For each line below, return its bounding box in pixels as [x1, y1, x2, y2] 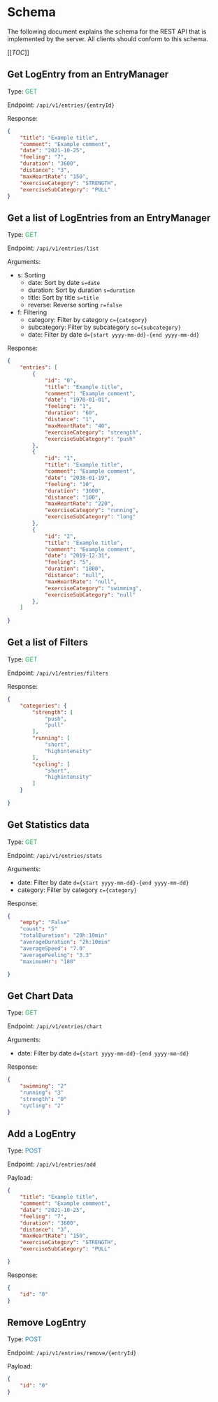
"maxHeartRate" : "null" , [44, 578, 117, 585]
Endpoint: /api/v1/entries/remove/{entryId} [7, 1349, 137, 1357]
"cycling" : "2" [20, 1102, 64, 1109]
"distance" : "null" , [44, 572, 105, 579]
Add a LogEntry [7, 1127, 76, 1139]
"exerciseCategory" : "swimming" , [44, 585, 142, 592]
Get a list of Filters [7, 636, 89, 648]
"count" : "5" [20, 926, 58, 933]
